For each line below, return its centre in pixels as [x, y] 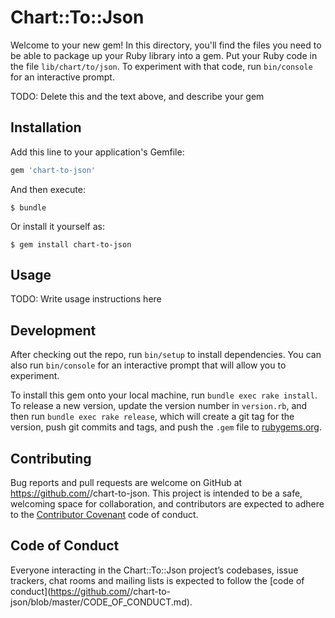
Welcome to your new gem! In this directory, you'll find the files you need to [166, 45]
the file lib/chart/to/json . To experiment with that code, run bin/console [161, 66]
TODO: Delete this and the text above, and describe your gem [137, 96]
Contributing [51, 458]
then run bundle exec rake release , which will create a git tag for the [152, 417]
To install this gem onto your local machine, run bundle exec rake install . [164, 395]
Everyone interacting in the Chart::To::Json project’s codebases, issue [154, 570]
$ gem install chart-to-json [71, 244]
